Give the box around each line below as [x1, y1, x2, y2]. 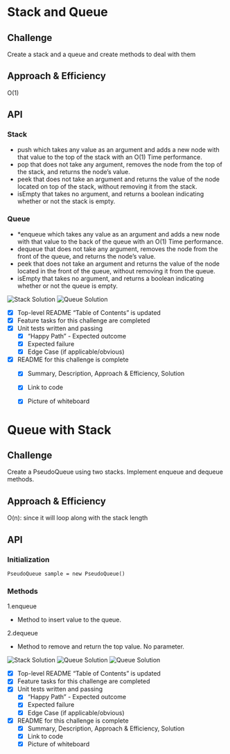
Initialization [7, 554, 50, 564]
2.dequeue [7, 629, 38, 637]
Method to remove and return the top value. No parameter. [17, 642, 185, 651]
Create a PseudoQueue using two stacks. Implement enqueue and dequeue [7, 468, 224, 476]
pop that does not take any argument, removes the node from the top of [17, 160, 223, 169]
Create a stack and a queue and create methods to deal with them [7, 50, 196, 58]
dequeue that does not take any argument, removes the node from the [17, 244, 218, 253]
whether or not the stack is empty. [17, 197, 116, 205]
